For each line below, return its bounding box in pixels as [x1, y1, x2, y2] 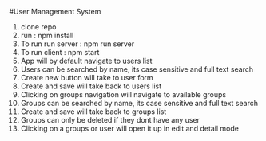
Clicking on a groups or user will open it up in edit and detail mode [20, 123, 239, 133]
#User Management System [9, 7, 101, 16]
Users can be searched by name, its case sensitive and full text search [20, 65, 254, 74]
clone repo [20, 22, 57, 31]
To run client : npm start [20, 48, 100, 57]
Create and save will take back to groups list [20, 107, 167, 116]
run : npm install [20, 31, 74, 40]
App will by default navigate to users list [20, 56, 153, 65]
